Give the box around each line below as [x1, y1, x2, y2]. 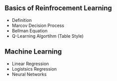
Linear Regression [11, 61, 49, 67]
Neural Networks [11, 71, 47, 77]
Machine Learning [4, 47, 62, 56]
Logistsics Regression [11, 66, 57, 72]
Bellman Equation [11, 27, 48, 34]
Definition [11, 17, 32, 23]
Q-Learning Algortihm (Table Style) [11, 33, 84, 39]
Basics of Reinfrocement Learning [4, 4, 112, 12]
